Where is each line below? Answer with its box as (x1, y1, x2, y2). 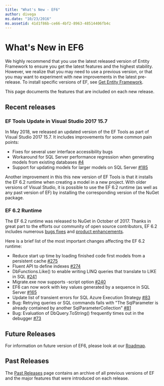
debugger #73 (12, 315, 42, 322)
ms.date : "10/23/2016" (5, 16, 52, 21)
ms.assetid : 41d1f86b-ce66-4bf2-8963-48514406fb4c (5, 21, 111, 26)
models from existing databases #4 (12, 159, 84, 165)
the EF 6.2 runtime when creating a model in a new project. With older (5, 179, 146, 185)
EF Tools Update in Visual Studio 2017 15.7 (5, 117, 108, 124)
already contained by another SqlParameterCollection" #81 (12, 305, 132, 311)
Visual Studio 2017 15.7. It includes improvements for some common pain (5, 134, 152, 140)
